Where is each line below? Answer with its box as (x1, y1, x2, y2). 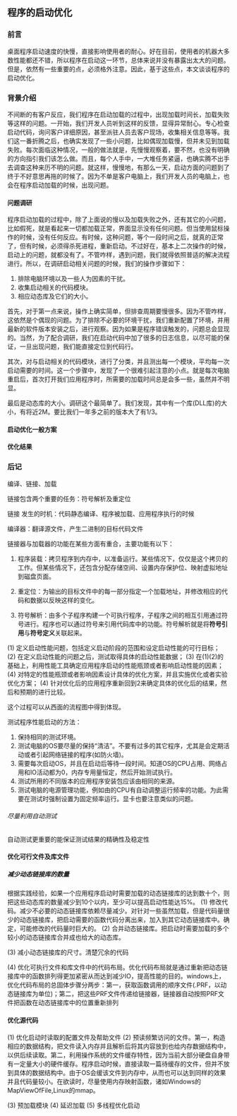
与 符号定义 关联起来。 (23, 628, 86, 637)
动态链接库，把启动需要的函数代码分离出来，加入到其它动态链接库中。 (19, 916, 224, 924)
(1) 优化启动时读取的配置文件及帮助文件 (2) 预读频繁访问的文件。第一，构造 (7, 1033, 226, 1041)
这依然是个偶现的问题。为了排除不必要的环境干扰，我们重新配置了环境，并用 (7, 316, 230, 325)
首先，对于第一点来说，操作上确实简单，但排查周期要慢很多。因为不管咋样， (7, 307, 230, 316)
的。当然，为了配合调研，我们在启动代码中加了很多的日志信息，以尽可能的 (7, 334, 224, 342)
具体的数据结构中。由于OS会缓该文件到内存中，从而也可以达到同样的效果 (13, 1068, 226, 1076)
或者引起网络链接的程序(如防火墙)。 (23, 750, 128, 759)
